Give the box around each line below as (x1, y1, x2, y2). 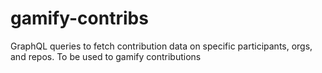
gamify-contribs (10, 7, 149, 30)
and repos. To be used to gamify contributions (10, 50, 202, 62)
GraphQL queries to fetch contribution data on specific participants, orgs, (10, 40, 313, 52)
